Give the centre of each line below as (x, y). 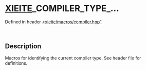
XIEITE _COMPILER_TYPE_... (62, 8)
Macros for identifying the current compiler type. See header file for (73, 58)
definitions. (16, 63)
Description (23, 46)
